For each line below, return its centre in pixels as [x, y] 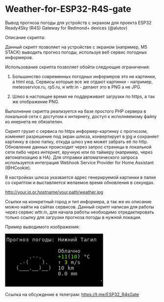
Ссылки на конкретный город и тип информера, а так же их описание [78, 201]
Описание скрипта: [25, 37]
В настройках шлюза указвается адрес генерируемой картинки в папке [81, 177]
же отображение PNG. [36, 101]
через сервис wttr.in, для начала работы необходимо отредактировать [80, 212]
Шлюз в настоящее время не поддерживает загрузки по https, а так [83, 96]
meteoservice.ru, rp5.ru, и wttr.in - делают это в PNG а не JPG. [77, 87]
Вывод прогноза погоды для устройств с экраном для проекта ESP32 [78, 23]
